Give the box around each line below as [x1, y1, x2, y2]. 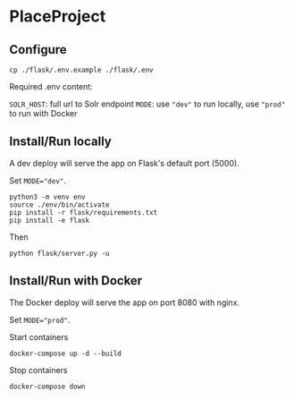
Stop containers [9, 364, 68, 375]
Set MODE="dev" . [9, 174, 67, 185]
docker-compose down [9, 382, 87, 391]
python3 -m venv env [9, 192, 87, 201]
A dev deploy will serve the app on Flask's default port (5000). [9, 157, 239, 168]
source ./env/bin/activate [9, 200, 110, 209]
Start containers [9, 331, 69, 342]
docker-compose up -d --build [9, 349, 122, 358]
